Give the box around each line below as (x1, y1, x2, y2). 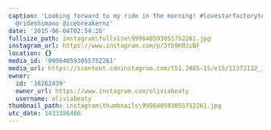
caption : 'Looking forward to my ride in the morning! (8, 11, 197, 20)
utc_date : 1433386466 (8, 110, 81, 118)
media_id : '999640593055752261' (8, 57, 117, 65)
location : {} (8, 49, 52, 57)
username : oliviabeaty (15, 94, 92, 103)
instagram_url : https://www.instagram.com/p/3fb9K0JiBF (8, 42, 200, 50)
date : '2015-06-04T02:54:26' (8, 27, 106, 35)
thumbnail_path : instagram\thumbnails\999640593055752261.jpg (8, 102, 222, 110)
